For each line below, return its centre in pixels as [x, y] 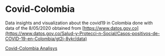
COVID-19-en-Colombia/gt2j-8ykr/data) [46, 39]
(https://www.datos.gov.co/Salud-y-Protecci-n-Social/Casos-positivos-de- [82, 33]
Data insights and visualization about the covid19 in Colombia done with [79, 23]
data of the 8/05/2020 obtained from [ [44, 28]
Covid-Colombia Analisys [31, 48]
